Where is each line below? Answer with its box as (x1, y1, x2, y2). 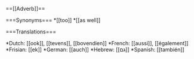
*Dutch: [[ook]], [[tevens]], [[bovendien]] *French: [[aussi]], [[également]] (5, 40, 189, 46)
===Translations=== (5, 28, 57, 35)
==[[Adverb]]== (5, 5, 45, 12)
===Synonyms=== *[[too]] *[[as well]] (5, 17, 101, 23)
